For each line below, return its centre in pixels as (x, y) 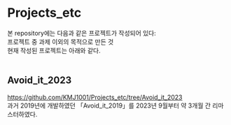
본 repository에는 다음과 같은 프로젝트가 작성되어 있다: (82, 33)
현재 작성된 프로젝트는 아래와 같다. (54, 50)
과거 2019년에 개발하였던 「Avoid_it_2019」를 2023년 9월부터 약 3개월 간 (109, 105)
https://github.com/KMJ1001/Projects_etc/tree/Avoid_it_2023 (95, 97)
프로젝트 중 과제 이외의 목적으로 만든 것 (61, 42)
